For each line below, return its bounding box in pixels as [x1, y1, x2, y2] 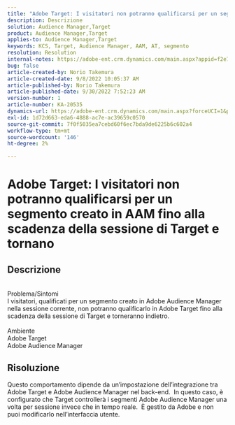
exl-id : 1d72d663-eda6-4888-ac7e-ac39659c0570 [7, 114, 145, 121]
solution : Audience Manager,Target [7, 23, 111, 30]
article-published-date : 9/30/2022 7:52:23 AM [7, 88, 145, 95]
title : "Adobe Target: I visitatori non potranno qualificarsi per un [7, 10, 218, 17]
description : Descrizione [7, 17, 83, 24]
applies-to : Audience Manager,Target [7, 36, 117, 43]
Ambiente [7, 326, 35, 336]
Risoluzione [7, 361, 60, 374]
